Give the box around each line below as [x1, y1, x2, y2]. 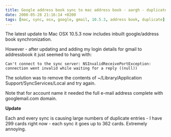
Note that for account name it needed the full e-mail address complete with [5, 90, 163, 96]
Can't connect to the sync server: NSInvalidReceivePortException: [5, 62, 152, 67]
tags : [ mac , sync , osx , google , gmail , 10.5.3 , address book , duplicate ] [5, 17, 165, 22]
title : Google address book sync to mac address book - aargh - [5, 7, 145, 13]
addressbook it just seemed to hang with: [5, 51, 92, 58]
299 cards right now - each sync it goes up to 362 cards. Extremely [5, 121, 148, 127]
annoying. [5, 126, 26, 132]
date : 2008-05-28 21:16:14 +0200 [5, 12, 76, 17]
